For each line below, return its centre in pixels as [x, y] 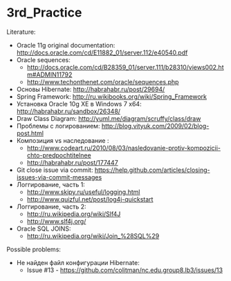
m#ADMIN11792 [49, 75]
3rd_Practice [44, 13]
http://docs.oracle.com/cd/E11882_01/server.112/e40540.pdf [102, 52]
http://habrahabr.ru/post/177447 [72, 162]
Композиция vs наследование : [63, 140]
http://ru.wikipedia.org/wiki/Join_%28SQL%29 [93, 235]
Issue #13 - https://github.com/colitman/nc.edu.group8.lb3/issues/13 [124, 270]
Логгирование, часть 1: [51, 184]
